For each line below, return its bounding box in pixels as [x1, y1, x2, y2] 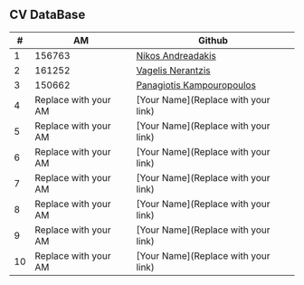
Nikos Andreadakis [136, 49, 217, 62]
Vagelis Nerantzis [136, 63, 211, 76]
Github [197, 33, 229, 46]
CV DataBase [9, 7, 86, 23]
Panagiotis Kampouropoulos [136, 79, 256, 91]
